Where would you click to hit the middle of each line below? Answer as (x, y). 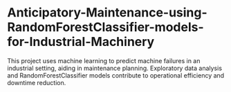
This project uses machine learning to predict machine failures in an (104, 60)
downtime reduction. (37, 82)
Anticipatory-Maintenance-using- (107, 13)
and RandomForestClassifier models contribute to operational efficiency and (116, 75)
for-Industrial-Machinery (81, 42)
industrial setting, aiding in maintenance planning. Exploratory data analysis (115, 68)
